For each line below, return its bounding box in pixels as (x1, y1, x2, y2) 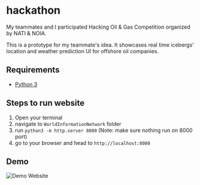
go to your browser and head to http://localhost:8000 (14, 139, 150, 146)
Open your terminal (14, 114, 63, 121)
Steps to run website (6, 98, 85, 108)
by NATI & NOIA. (6, 29, 47, 36)
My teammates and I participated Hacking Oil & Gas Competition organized (6, 23, 191, 30)
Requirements (6, 65, 60, 75)
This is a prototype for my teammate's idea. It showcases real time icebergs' (6, 41, 194, 48)
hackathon (6, 4, 61, 17)
